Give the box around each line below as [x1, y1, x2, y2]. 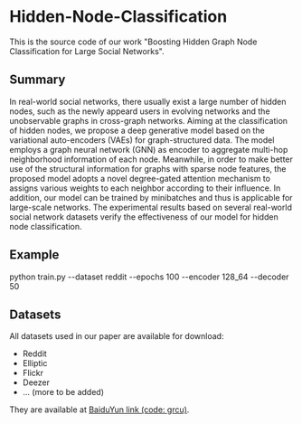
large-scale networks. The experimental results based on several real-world [9, 202, 292, 212]
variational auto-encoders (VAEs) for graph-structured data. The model [9, 134, 275, 146]
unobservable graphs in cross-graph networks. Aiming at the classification [9, 115, 288, 126]
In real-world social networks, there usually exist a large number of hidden [9, 96, 287, 107]
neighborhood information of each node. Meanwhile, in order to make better [9, 154, 294, 165]
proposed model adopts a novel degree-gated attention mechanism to [9, 173, 271, 184]
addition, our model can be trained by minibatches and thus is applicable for [9, 192, 293, 203]
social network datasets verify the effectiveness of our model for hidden [9, 211, 278, 222]
